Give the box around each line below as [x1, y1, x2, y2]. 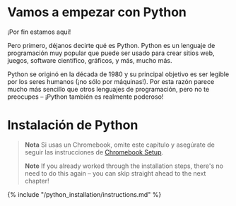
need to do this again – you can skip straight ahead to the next [24, 169, 206, 177]
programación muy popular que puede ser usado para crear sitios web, [7, 49, 215, 57]
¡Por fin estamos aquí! [7, 28, 71, 36]
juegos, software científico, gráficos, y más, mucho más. [7, 56, 172, 64]
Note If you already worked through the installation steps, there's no [24, 162, 224, 170]
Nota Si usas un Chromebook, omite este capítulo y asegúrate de [24, 140, 216, 149]
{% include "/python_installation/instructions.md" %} [7, 190, 162, 198]
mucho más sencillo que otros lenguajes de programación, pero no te [7, 85, 210, 93]
